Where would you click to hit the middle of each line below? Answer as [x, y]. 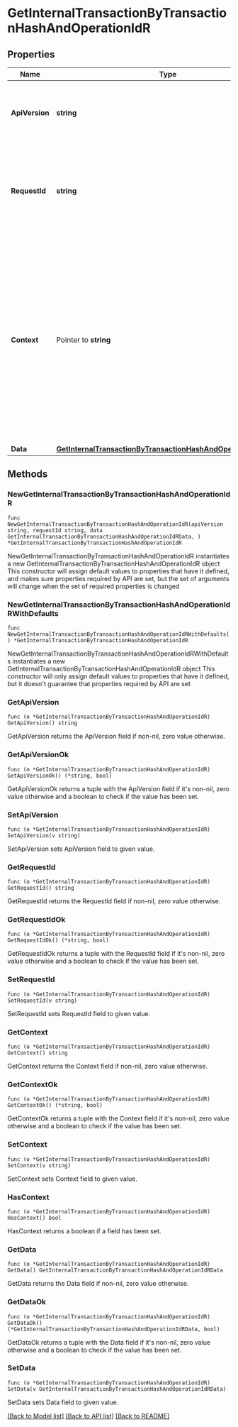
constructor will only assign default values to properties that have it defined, [118, 676]
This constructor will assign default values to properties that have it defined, [119, 571]
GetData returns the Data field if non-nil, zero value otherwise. [98, 1284]
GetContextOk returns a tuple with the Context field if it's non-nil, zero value [118, 1118]
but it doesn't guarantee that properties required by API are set [99, 683]
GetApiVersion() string [42, 723]
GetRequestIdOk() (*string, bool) [58, 941]
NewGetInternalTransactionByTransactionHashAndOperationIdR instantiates [118, 556]
